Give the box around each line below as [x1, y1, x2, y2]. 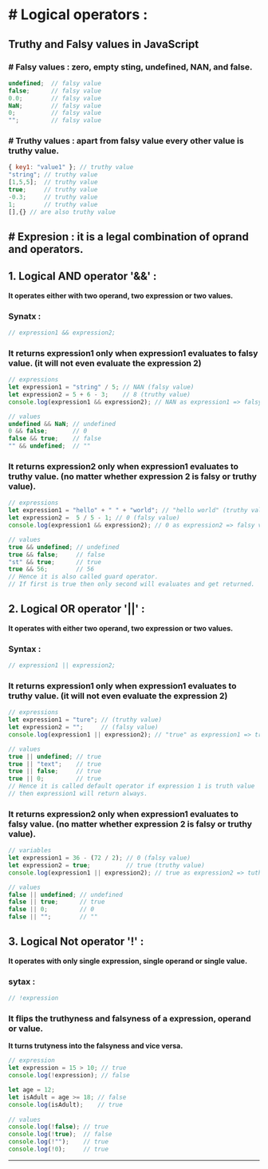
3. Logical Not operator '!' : [8, 935, 144, 949]
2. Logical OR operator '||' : [8, 602, 145, 616]
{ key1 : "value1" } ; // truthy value [8, 164, 134, 172]
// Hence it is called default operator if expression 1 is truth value [8, 782, 255, 791]
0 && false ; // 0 [8, 427, 88, 436]
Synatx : [8, 310, 41, 322]
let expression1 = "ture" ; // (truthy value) [8, 716, 162, 724]
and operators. [8, 242, 84, 256]
